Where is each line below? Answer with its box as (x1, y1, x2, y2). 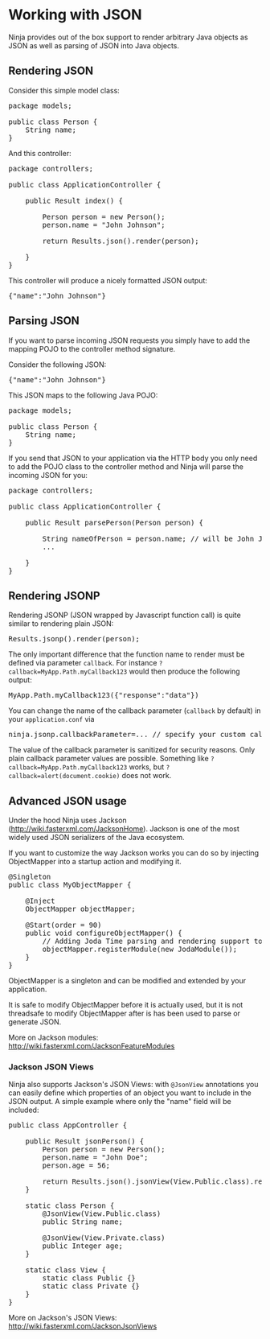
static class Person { (25, 1201, 115, 1210)
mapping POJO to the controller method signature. (8, 344, 176, 353)
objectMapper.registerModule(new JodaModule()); (42, 945, 238, 954)
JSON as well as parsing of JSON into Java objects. (8, 40, 179, 50)
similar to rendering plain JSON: (8, 619, 114, 628)
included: (8, 1105, 39, 1115)
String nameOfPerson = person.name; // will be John (42, 534, 255, 543)
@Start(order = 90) (25, 921, 102, 930)
